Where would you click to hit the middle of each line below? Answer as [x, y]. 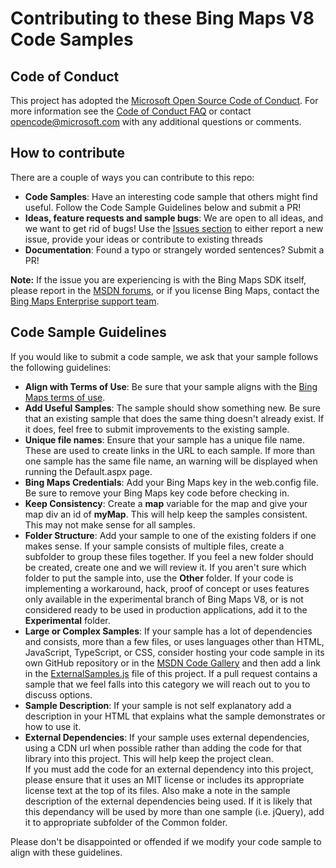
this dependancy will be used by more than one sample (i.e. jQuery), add [174, 811]
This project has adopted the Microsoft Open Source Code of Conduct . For [164, 100]
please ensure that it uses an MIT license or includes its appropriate [164, 779]
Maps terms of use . [65, 397]
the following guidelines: [61, 367]
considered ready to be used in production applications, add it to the [166, 609]
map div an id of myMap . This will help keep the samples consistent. [166, 514]
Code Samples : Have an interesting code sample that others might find [171, 196]
